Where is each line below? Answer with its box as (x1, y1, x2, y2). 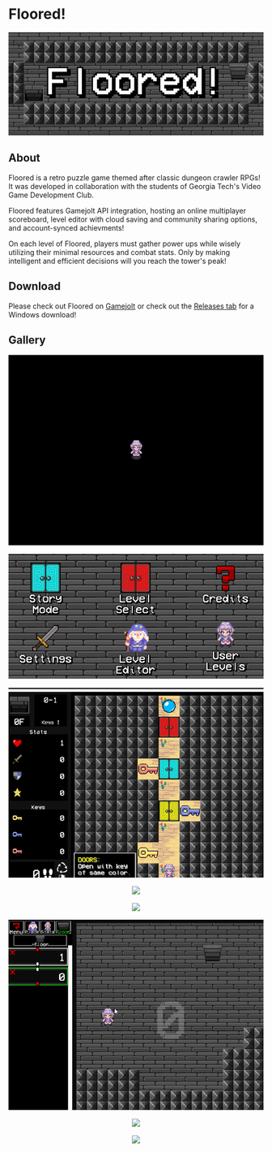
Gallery (8, 334, 46, 347)
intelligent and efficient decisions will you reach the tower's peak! (8, 256, 227, 265)
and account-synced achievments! (8, 222, 125, 232)
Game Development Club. (8, 190, 95, 200)
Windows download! (8, 309, 77, 319)
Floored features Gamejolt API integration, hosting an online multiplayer (8, 205, 247, 215)
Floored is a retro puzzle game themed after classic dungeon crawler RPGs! (8, 172, 261, 183)
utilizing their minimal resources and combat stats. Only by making (8, 247, 231, 257)
